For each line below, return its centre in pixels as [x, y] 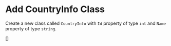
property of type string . [31, 28]
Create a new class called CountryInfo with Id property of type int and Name [85, 23]
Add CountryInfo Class [55, 9]
